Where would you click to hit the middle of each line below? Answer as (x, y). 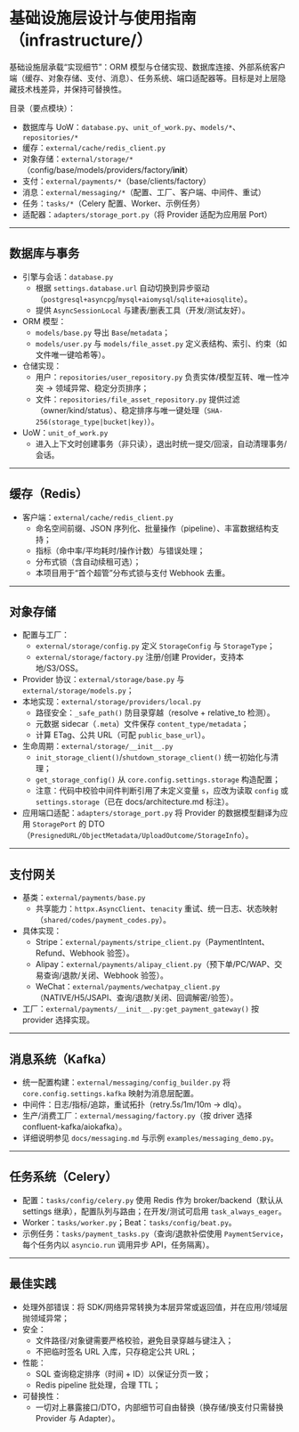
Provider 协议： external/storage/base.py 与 (103, 679)
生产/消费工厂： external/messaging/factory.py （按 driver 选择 (137, 1115)
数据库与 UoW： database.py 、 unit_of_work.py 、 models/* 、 (131, 126)
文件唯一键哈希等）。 (73, 354)
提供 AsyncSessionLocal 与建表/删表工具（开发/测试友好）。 (143, 310)
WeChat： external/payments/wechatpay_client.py (128, 987)
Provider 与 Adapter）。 (77, 1418)
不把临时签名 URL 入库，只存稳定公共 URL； (117, 1351)
